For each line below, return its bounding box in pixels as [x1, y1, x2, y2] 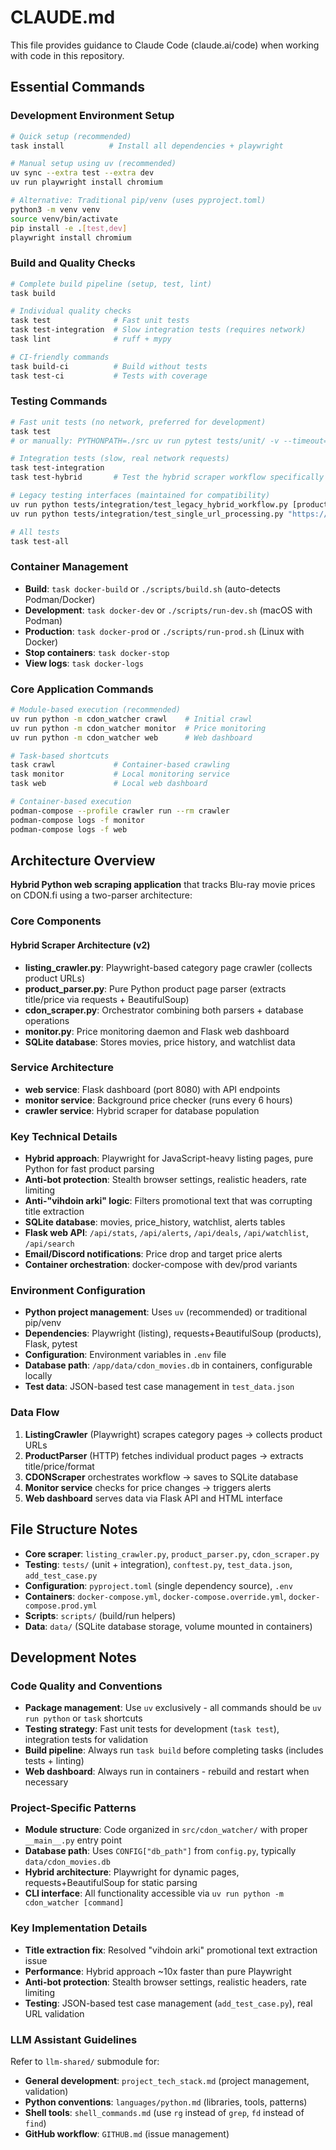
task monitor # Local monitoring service [10, 769, 230, 780]
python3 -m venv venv [10, 204, 101, 215]
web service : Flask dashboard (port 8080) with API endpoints [24, 1083, 281, 1095]
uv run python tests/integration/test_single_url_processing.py [10, 509, 284, 519]
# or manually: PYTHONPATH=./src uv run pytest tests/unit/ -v [10, 436, 280, 446]
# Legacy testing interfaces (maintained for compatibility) [10, 491, 271, 501]
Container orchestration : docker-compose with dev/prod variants [24, 1259, 298, 1271]
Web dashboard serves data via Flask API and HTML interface [24, 1492, 283, 1504]
